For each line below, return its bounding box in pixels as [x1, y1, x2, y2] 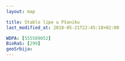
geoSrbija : [6, 46, 33, 52]
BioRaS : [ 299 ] [6, 40, 41, 47]
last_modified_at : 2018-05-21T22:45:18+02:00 [6, 25, 119, 30]
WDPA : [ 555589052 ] [6, 35, 51, 41]
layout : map [6, 8, 35, 15]
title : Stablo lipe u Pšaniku [6, 19, 80, 25]
